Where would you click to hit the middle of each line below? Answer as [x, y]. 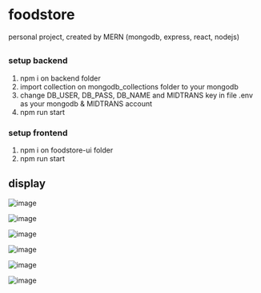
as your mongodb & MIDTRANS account [86, 103]
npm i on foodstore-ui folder [66, 150]
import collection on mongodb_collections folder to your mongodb [129, 86]
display [27, 184]
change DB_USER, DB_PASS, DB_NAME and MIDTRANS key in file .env [137, 95]
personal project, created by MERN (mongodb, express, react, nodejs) [124, 37]
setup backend [38, 61]
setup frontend [38, 133]
